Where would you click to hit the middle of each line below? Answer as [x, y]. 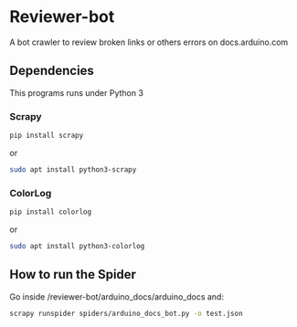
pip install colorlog [51, 212]
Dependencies [52, 71]
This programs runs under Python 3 [77, 92]
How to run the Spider [73, 274]
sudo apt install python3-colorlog [77, 246]
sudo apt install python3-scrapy [73, 169]
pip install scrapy [47, 136]
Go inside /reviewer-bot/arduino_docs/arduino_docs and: [117, 296]
